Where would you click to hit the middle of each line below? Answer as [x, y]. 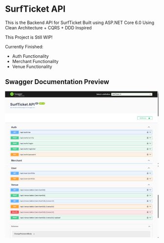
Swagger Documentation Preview [57, 82]
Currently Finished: [24, 46]
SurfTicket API [35, 9]
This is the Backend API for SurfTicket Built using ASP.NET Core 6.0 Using [80, 22]
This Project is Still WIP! [29, 37]
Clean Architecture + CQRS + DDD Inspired [48, 27]
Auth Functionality [30, 56]
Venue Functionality [32, 66]
